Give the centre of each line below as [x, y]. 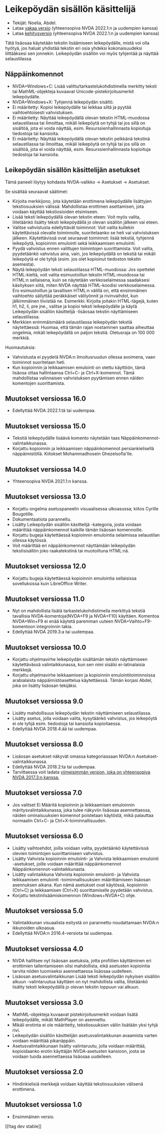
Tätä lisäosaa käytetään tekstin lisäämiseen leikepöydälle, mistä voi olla [77, 43]
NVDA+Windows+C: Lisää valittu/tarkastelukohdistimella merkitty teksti [84, 86]
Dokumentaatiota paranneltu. [42, 519]
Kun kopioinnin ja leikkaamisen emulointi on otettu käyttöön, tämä [79, 367]
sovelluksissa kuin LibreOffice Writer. [50, 583]
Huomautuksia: [20, 347]
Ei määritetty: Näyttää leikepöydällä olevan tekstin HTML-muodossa [81, 118]
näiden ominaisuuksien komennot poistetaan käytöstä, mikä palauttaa [83, 815]
